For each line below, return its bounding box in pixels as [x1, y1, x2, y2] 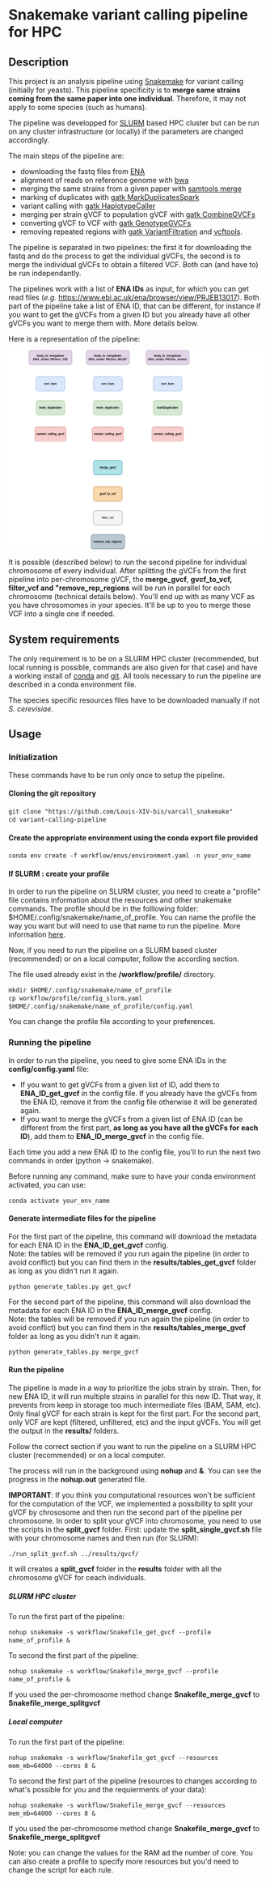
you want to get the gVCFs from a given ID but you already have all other [8, 310, 251, 319]
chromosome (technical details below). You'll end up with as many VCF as [8, 592, 255, 601]
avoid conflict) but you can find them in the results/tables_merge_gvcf [8, 1322, 247, 1333]
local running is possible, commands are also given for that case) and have [8, 662, 258, 673]
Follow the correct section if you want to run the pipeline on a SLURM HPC [8, 1442, 257, 1452]
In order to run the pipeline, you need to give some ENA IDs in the [8, 1055, 226, 1065]
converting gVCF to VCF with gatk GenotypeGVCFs [19, 219, 192, 227]
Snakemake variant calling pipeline [8, 6, 248, 24]
